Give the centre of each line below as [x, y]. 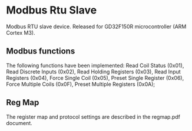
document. [19, 123]
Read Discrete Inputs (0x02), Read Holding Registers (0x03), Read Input [93, 72]
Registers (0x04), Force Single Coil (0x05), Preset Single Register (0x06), [95, 78]
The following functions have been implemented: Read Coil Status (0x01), [95, 65]
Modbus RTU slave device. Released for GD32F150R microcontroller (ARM [96, 26]
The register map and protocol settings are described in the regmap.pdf [93, 117]
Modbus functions [41, 51]
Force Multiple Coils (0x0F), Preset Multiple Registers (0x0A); [80, 84]
